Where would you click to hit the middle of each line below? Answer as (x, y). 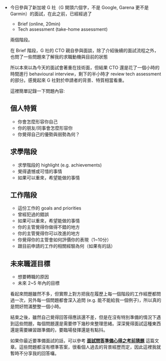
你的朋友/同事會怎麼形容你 (45, 128)
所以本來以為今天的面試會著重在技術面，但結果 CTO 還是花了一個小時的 (85, 68)
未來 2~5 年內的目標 (38, 283)
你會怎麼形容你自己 (38, 122)
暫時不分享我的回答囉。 (34, 353)
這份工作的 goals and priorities (49, 208)
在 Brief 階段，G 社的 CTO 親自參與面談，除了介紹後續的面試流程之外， (84, 50)
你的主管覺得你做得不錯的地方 (49, 227)
